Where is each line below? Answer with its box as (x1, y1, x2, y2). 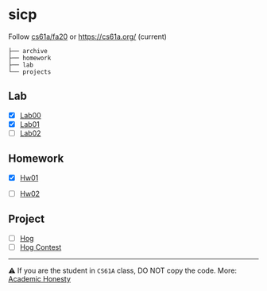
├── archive (8, 47, 48, 55)
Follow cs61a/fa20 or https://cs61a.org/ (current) (8, 32, 167, 41)
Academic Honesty (8, 274, 72, 283)
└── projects (8, 67, 52, 76)
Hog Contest (19, 242, 62, 251)
